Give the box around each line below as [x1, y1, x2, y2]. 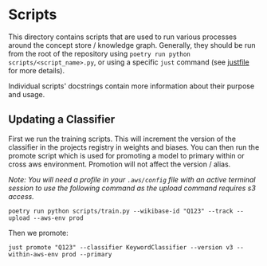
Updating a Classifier [8, 113, 116, 127]
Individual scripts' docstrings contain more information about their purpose [8, 81, 255, 91]
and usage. [8, 89, 45, 99]
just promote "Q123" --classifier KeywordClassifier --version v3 [8, 243, 234, 252]
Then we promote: [8, 228, 69, 237]
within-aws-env [8, 250, 59, 258]
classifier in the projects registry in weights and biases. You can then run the [8, 142, 260, 152]
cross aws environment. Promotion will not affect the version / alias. [8, 159, 231, 169]
